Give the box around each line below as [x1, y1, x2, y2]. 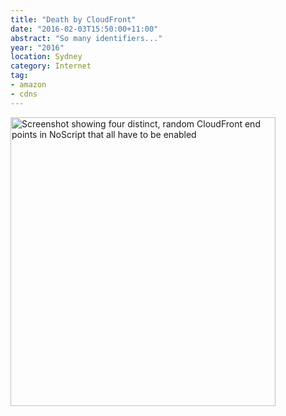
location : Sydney [10, 52, 83, 62]
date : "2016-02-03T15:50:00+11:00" [10, 24, 159, 34]
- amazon [10, 80, 47, 90]
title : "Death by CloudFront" [10, 14, 137, 25]
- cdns [10, 89, 38, 99]
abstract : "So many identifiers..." [10, 33, 163, 43]
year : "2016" [10, 42, 65, 53]
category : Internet [10, 61, 92, 71]
